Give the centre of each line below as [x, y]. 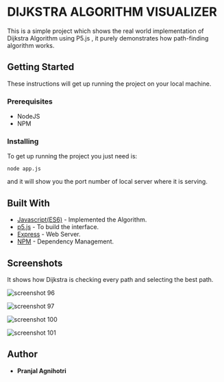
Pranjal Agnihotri [41, 370]
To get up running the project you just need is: [72, 156]
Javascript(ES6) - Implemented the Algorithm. [82, 219]
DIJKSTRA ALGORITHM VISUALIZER [112, 12]
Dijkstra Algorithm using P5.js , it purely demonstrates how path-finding [108, 38]
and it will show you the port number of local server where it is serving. [107, 182]
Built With [28, 203]
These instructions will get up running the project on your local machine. [109, 84]
